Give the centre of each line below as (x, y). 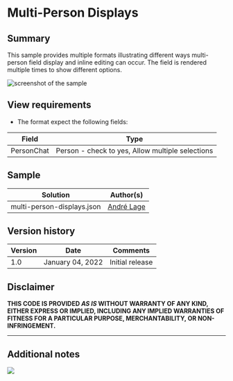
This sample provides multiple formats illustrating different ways (99, 55)
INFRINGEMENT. (32, 326)
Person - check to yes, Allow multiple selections (135, 151)
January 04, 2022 (74, 262)
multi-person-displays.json (56, 206)
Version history (41, 231)
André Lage (126, 206)
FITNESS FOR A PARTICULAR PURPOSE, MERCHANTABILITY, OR (102, 319)
